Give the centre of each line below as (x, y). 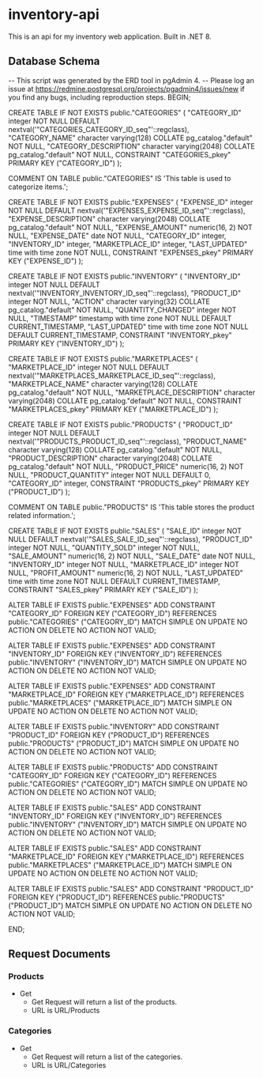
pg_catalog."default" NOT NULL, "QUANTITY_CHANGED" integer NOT (122, 309)
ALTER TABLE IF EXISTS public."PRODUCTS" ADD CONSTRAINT (113, 767)
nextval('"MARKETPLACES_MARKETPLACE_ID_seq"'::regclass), (112, 375)
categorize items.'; (38, 187)
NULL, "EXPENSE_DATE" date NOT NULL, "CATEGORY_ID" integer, (117, 236)
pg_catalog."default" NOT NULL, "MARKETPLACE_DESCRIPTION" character (131, 392)
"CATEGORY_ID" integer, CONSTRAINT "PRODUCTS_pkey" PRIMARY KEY (129, 483)
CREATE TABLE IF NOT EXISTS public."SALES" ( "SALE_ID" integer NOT (125, 531)
